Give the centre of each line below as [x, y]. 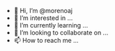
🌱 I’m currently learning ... [51, 25]
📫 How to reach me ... [46, 40]
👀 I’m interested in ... [43, 18]
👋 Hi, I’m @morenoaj [43, 11]
